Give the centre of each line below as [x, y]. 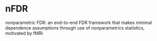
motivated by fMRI [24, 33]
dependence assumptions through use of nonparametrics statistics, [75, 27]
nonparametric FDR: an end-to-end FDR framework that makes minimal [79, 22]
